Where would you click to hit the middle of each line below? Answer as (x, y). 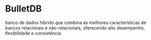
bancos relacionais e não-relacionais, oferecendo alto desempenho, (75, 27)
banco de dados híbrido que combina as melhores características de (76, 22)
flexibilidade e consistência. (34, 33)
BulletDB (23, 9)
